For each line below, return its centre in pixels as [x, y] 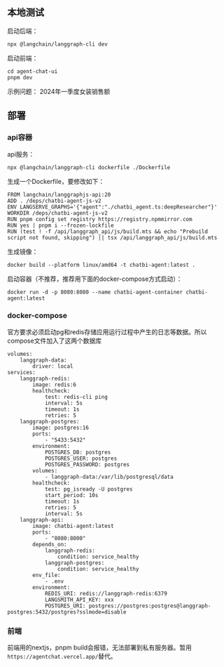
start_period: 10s [71, 495]
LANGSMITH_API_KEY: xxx [79, 600]
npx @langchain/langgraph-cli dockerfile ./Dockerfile [89, 167]
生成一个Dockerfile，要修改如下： [56, 181]
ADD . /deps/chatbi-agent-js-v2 [54, 201]
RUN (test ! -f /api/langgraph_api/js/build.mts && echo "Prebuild [108, 231]
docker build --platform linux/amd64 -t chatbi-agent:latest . [101, 265]
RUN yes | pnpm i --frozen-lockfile [61, 225]
